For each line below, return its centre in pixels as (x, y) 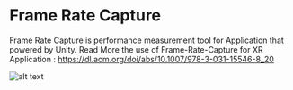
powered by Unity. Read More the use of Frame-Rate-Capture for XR (136, 49)
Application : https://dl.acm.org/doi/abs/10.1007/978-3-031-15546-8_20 (142, 59)
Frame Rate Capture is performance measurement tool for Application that (147, 40)
